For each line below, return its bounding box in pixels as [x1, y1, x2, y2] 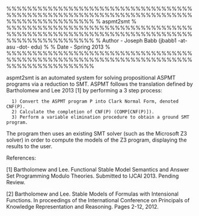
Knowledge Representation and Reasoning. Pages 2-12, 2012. [6, 203, 159, 210]
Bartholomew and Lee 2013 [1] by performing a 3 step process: [6, 87, 162, 94]
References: [6, 154, 36, 161]
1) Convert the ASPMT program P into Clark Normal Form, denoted [11, 98, 179, 104]
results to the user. [6, 143, 53, 149]
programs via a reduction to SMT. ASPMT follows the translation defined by [6, 80, 194, 88]
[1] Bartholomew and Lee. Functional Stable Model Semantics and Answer [6, 166, 189, 173]
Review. [6, 179, 26, 185]
